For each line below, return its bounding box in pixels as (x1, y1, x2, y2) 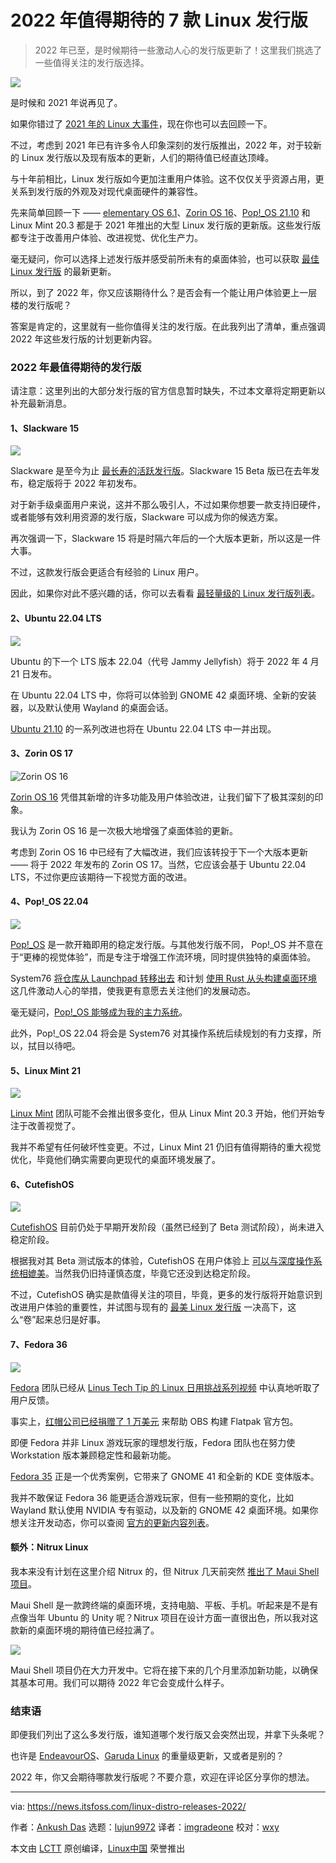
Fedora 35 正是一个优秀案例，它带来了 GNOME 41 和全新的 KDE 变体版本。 (10, 1470, 320, 1482)
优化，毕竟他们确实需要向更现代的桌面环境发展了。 (10, 1154, 221, 1166)
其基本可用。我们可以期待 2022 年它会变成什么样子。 (10, 1676, 230, 1688)
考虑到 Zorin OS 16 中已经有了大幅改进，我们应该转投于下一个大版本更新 (10, 846, 309, 858)
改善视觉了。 (27, 1120, 81, 1132)
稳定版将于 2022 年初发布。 (27, 477, 143, 490)
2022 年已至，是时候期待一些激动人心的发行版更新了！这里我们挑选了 (34, 44, 323, 56)
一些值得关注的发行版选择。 (34, 56, 150, 68)
